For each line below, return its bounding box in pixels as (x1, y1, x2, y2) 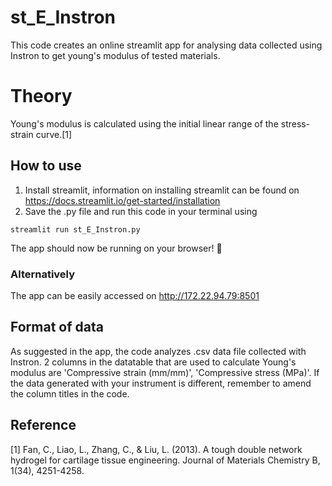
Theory (10, 85, 73, 108)
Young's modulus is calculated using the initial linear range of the (10, 117, 279, 130)
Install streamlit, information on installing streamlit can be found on (24, 184, 300, 196)
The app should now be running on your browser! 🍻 (10, 242, 223, 254)
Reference (10, 417, 77, 434)
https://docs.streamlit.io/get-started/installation (24, 194, 221, 206)
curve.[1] (35, 128, 73, 140)
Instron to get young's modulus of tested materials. (10, 49, 221, 61)
